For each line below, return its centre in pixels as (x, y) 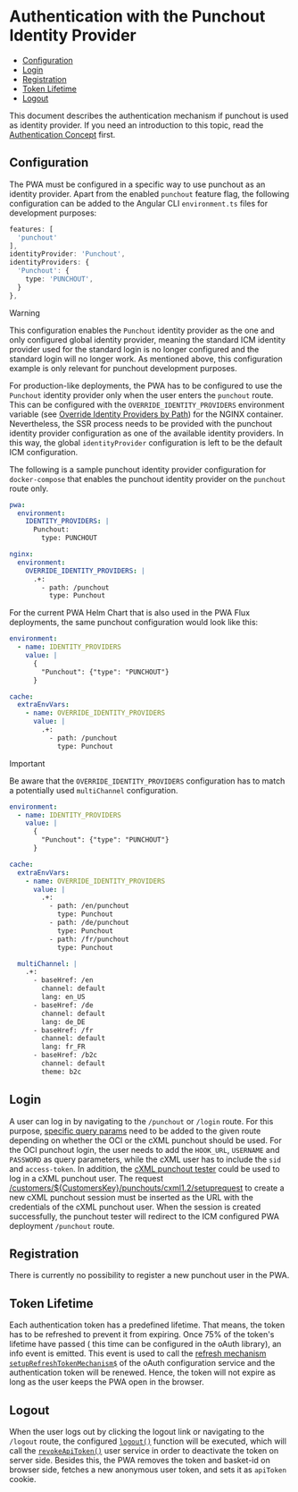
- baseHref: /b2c (65, 1055)
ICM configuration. (44, 452)
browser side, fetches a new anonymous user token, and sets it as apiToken (148, 1470)
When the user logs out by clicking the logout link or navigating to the (137, 1432)
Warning (25, 313)
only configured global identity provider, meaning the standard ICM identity (147, 339)
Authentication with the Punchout (137, 17)
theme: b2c (62, 1072)
